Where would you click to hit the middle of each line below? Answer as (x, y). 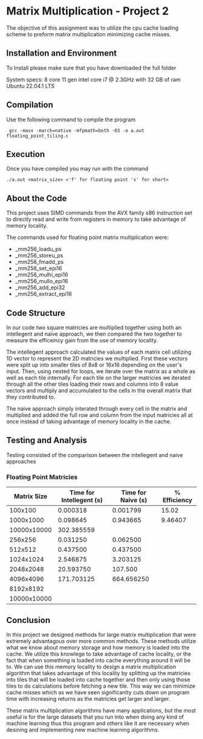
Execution (26, 154)
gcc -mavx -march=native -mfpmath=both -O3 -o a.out (77, 130)
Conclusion (28, 620)
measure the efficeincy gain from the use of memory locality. (82, 340)
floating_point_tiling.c (37, 136)
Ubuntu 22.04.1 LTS (31, 86)
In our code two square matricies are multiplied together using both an (94, 328)
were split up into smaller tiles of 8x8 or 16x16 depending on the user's (94, 365)
